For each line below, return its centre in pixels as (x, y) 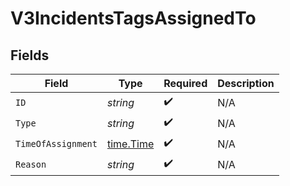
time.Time (130, 144)
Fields (30, 55)
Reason (31, 164)
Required (185, 83)
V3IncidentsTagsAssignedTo (133, 18)
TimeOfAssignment (56, 143)
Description (246, 83)
